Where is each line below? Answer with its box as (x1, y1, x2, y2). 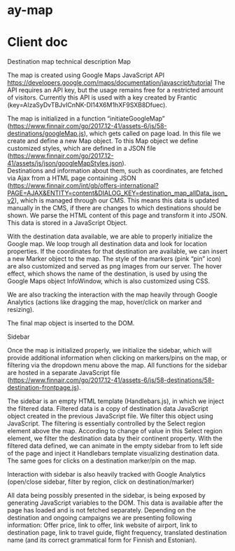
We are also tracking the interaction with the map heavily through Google (7, 290, 218, 299)
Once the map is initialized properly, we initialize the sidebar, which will (7, 346, 212, 355)
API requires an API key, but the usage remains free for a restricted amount (7, 86, 224, 95)
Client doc (7, 34, 69, 50)
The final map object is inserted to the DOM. (7, 319, 135, 327)
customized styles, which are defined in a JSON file (7, 144, 156, 153)
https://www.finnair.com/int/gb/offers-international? (9, 182, 159, 190)
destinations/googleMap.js (7, 129, 84, 138)
